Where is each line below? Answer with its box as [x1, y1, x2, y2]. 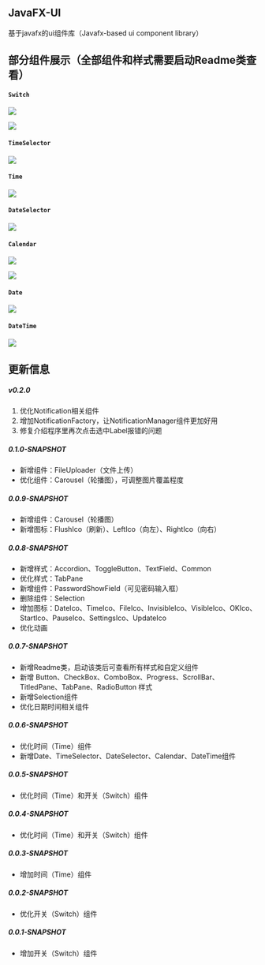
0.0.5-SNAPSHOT [8, 769, 69, 780]
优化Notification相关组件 [19, 406, 99, 415]
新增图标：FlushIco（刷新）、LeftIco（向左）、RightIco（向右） [19, 524, 222, 533]
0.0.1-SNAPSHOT [8, 927, 66, 937]
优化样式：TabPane [19, 574, 84, 583]
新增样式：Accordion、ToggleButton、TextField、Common [19, 563, 211, 573]
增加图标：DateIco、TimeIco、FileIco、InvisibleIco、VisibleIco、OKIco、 [19, 603, 257, 612]
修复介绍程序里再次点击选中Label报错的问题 [19, 425, 162, 435]
